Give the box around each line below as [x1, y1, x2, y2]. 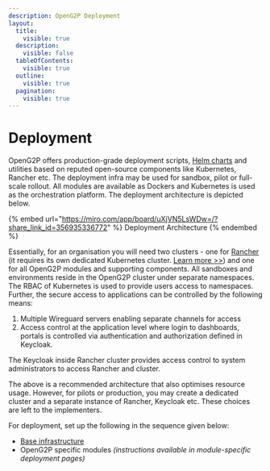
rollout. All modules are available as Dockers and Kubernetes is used [27, 181, 255, 191]
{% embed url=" [8, 215, 63, 224]
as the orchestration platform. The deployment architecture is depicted [8, 190, 243, 200]
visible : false [23, 49, 74, 57]
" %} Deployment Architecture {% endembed [107, 223, 258, 232]
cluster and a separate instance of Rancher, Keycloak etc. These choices [8, 397, 251, 406]
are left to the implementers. [8, 405, 102, 415]
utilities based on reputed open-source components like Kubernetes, [8, 165, 237, 174]
